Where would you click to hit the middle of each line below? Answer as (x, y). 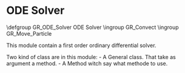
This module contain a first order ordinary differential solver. (81, 45)
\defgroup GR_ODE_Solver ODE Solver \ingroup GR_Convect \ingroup (92, 27)
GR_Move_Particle (29, 33)
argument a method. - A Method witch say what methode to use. (87, 63)
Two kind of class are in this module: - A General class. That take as (91, 57)
